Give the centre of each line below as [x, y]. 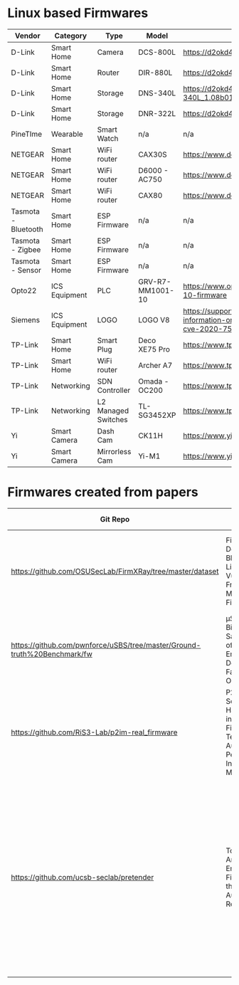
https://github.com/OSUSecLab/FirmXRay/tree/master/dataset [115, 571]
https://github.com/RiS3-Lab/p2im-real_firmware [94, 732]
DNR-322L [157, 113]
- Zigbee [26, 249]
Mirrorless [114, 451]
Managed [113, 411]
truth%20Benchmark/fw [52, 654]
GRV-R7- [155, 281]
